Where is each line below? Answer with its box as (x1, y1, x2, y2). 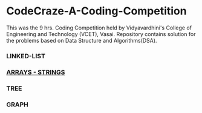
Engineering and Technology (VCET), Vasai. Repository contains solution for (6, 30, 196, 37)
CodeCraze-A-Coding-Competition (6, 4, 187, 18)
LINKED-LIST (6, 52, 45, 60)
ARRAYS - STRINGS (6, 68, 65, 76)
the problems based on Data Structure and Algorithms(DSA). (6, 37, 157, 44)
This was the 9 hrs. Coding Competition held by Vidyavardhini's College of (6, 24, 192, 31)
